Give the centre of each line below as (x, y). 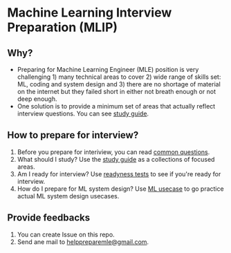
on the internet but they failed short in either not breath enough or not (117, 92)
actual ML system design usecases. (68, 196)
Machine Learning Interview (90, 13)
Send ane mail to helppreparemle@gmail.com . (83, 242)
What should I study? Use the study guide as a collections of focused (116, 159)
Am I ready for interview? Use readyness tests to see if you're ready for (119, 174)
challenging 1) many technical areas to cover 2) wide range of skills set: (119, 77)
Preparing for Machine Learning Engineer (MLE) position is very (108, 69)
